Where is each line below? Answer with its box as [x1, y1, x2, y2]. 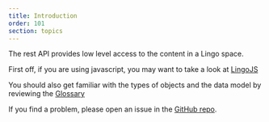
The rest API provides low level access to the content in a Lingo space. [8, 49, 244, 59]
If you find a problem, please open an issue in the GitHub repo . [8, 104, 217, 114]
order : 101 [8, 19, 45, 27]
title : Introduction [8, 11, 78, 20]
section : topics [8, 27, 63, 35]
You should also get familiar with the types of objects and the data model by [8, 80, 262, 90]
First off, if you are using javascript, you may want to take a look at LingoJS [8, 65, 258, 74]
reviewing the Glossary [8, 89, 85, 99]
